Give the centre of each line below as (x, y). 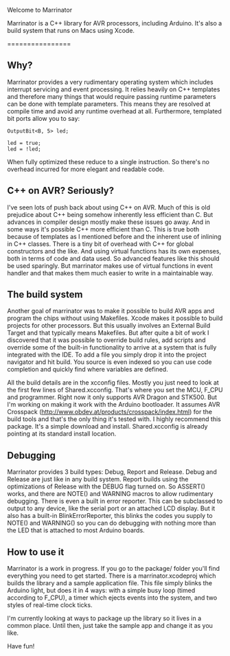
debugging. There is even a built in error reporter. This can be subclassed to (115, 501)
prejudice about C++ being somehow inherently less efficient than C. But (110, 214)
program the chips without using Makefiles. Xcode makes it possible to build (115, 318)
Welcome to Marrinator (40, 10)
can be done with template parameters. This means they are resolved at (109, 104)
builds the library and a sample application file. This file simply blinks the (110, 583)
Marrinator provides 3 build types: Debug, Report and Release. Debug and (112, 472)
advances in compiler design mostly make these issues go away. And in (109, 222)
